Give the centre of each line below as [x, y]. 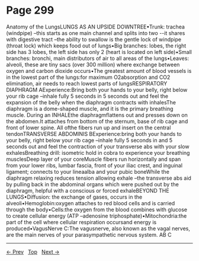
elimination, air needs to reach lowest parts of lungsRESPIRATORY [87, 83]
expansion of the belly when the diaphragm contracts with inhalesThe [91, 102]
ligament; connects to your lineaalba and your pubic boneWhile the [88, 171]
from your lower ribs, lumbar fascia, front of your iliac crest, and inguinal [94, 165]
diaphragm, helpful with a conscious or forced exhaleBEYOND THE [88, 190]
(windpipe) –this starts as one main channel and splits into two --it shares [96, 33]
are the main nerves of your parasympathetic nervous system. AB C [89, 234]
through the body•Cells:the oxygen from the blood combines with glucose [97, 209]
